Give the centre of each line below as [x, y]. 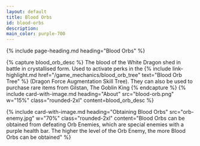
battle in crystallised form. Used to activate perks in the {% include [89, 69]
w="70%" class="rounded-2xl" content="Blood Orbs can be [110, 118]
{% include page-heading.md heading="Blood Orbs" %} [76, 51]
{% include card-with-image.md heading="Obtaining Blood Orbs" [87, 112]
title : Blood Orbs [29, 17]
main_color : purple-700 [36, 34]
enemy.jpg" [20, 118]
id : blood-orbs [25, 23]
